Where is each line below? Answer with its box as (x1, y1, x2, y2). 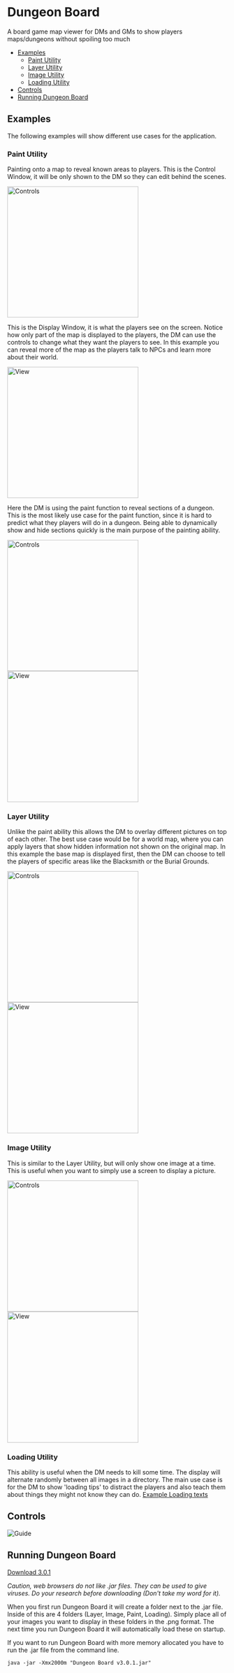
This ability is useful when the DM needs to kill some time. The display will (7, 1467, 221, 1476)
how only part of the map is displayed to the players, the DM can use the (7, 331, 217, 339)
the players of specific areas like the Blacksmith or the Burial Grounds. (7, 857, 210, 866)
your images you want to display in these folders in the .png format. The (7, 1617, 214, 1625)
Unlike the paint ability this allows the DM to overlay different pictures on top (7, 828, 227, 836)
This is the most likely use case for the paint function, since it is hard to (7, 511, 212, 519)
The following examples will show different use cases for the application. (7, 131, 217, 140)
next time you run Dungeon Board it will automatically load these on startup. (7, 1625, 226, 1633)
